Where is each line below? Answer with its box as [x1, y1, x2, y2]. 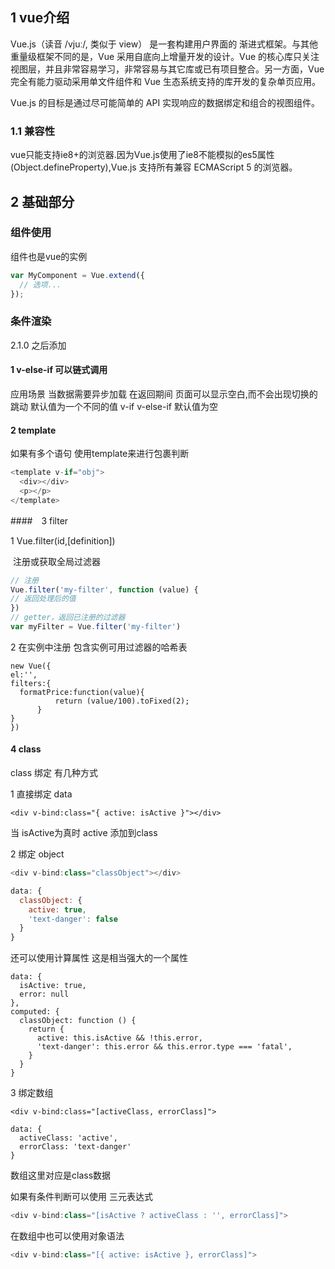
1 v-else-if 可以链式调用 [10, 364, 108, 376]
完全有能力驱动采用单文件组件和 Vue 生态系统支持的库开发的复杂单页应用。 [10, 75, 321, 87]
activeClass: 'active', [19, 1133, 118, 1143]
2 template [10, 424, 57, 436]
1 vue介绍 [10, 9, 70, 27]
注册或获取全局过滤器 [12, 555, 101, 567]
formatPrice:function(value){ [19, 687, 145, 697]
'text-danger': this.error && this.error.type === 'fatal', [36, 1042, 293, 1052]
